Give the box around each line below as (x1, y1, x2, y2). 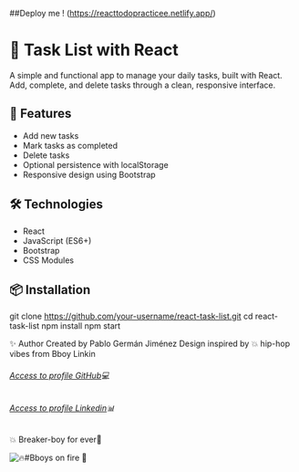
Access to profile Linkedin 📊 (9, 402, 116, 414)
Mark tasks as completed (22, 140, 119, 151)
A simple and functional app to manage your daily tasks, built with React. (9, 69, 283, 80)
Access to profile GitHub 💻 (9, 370, 110, 381)
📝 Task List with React (9, 40, 180, 60)
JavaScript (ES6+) (22, 235, 92, 246)
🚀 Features (9, 106, 72, 121)
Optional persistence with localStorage (22, 159, 169, 170)
